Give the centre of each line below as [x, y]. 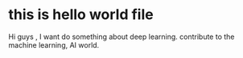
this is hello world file [81, 15]
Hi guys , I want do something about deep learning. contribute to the [121, 37]
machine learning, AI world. [54, 44]
